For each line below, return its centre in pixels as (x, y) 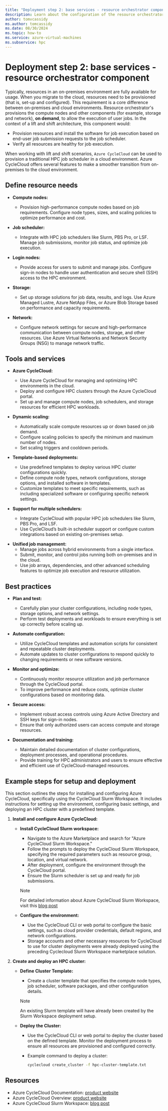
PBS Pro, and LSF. (38, 524)
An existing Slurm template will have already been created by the (87, 1010)
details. (35, 991)
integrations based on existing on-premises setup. (72, 534)
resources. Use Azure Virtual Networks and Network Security (83, 338)
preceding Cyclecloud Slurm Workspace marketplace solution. (92, 951)
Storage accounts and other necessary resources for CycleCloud (94, 941)
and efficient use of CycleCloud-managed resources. (75, 766)
